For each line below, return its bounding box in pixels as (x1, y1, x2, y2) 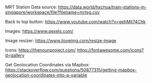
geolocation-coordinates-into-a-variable (5, 72, 88, 78)
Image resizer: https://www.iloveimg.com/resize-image (5, 38, 117, 43)
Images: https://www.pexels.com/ (5, 28, 74, 34)
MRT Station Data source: (5, 4, 58, 10)
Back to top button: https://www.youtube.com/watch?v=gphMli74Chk (5, 19, 146, 24)
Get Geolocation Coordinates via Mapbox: (5, 62, 90, 67)
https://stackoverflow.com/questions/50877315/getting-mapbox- (5, 67, 137, 73)
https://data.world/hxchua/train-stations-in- (58, 4, 147, 10)
